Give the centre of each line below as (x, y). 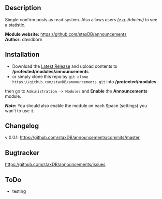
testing (19, 191)
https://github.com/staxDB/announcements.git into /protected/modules (84, 81)
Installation (22, 54)
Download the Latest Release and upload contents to (65, 66)
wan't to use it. (20, 110)
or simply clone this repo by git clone (50, 77)
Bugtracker (22, 153)
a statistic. (15, 25)
